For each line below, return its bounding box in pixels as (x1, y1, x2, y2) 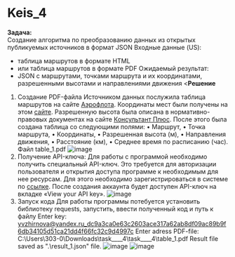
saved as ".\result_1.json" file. (17, 242, 102, 250)
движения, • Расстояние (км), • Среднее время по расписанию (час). (17, 137, 229, 145)
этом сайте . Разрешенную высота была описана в (17, 107, 170, 116)
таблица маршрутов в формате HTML (17, 56, 131, 65)
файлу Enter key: (17, 212, 67, 220)
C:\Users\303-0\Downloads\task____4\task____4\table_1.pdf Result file (17, 234, 219, 243)
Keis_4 (7, 5, 47, 21)
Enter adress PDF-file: (135, 227, 199, 235)
